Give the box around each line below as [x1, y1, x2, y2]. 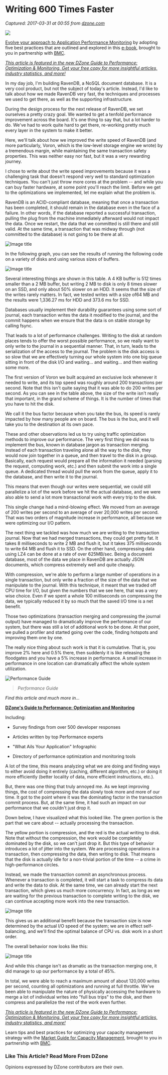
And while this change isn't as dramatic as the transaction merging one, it [5, 962, 157, 968]
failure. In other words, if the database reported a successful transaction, [5, 210, 156, 216]
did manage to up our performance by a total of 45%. [5, 968, 116, 974]
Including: [5, 714, 26, 720]
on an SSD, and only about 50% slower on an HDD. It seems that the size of [5, 286, 161, 292]
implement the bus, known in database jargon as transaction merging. [5, 441, 149, 448]
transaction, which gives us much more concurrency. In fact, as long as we [5, 887, 160, 893]
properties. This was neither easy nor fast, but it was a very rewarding [5, 153, 150, 159]
